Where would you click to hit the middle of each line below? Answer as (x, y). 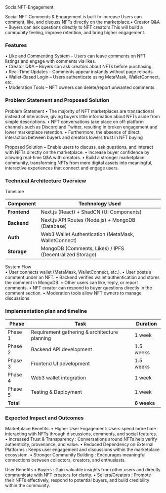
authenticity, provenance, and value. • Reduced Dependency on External (79, 445)
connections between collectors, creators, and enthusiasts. (65, 460)
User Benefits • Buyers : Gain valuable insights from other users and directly (83, 470)
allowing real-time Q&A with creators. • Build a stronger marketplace (75, 157)
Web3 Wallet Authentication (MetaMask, (87, 234)
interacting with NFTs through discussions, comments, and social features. (81, 434)
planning (41, 338)
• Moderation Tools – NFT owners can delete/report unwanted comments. (80, 87)
